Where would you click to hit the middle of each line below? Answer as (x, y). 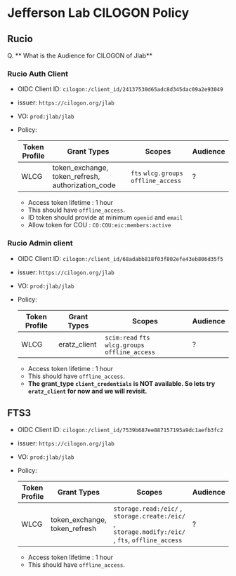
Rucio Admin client (40, 243)
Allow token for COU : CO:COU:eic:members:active (99, 225)
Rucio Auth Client (38, 74)
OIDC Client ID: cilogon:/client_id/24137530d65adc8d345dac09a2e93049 (120, 89)
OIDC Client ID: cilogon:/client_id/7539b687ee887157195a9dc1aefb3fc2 (120, 430)
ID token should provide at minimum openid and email (105, 217)
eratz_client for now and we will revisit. (87, 391)
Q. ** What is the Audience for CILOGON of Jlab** (80, 55)
